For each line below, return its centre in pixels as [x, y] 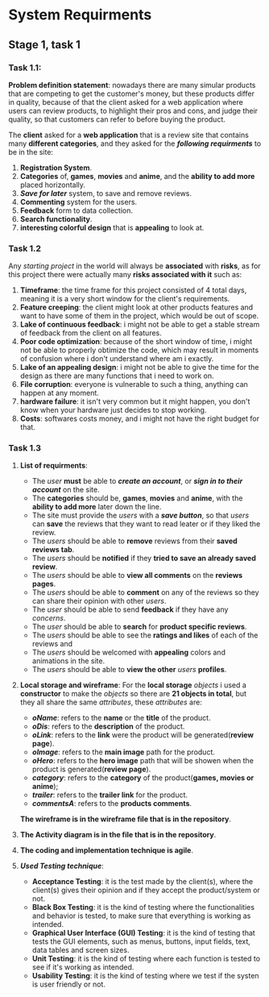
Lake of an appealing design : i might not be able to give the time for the [139, 368]
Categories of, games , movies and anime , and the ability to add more [137, 176]
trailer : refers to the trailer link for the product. [110, 795]
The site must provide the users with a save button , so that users [141, 515]
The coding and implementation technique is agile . [106, 850]
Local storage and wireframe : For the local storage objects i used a [133, 685]
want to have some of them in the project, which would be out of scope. [139, 316]
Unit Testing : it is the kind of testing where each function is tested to [146, 959]
